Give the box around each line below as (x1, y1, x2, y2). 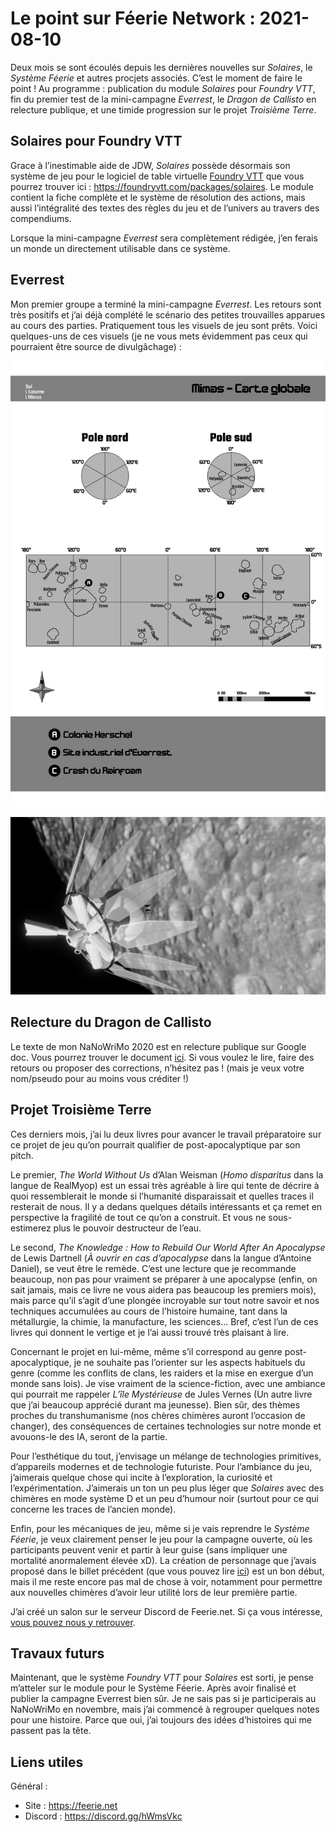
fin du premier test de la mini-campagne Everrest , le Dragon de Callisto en (10, 93, 317, 105)
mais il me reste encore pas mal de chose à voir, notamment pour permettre (10, 1575, 323, 1587)
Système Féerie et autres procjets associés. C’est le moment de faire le (10, 72, 303, 84)
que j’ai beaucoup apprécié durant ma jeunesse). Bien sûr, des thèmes (10, 1398, 301, 1411)
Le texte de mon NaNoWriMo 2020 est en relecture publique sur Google (10, 1040, 307, 1052)
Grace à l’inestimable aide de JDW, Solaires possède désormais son (10, 159, 291, 171)
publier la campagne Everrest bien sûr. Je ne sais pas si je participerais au (10, 1693, 317, 1705)
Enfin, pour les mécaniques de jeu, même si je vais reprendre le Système (10, 1522, 310, 1534)
